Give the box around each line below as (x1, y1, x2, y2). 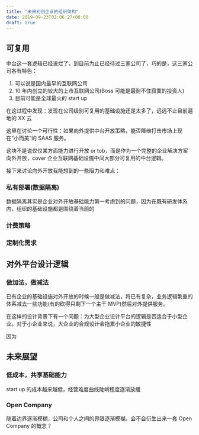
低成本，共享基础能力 (6, 371, 67, 379)
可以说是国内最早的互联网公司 (14, 80, 88, 87)
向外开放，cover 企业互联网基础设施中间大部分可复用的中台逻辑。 (6, 154, 167, 162)
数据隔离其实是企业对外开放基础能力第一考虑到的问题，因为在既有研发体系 (6, 198, 188, 205)
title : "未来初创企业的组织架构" (6, 8, 79, 15)
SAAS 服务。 (38, 134, 69, 142)
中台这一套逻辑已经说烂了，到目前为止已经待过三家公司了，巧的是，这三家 (6, 60, 188, 67)
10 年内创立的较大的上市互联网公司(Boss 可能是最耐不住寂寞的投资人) (14, 87, 185, 95)
